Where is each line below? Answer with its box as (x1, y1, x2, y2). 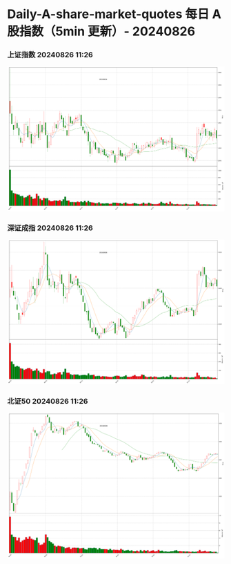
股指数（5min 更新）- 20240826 (7, 23, 195, 39)
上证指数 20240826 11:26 (7, 50, 93, 59)
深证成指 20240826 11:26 (7, 223, 93, 232)
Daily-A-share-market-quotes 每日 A (7, 6, 222, 22)
